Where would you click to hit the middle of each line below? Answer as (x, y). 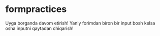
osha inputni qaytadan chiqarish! (39, 28)
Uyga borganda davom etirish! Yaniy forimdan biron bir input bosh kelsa (80, 23)
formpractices (36, 9)
